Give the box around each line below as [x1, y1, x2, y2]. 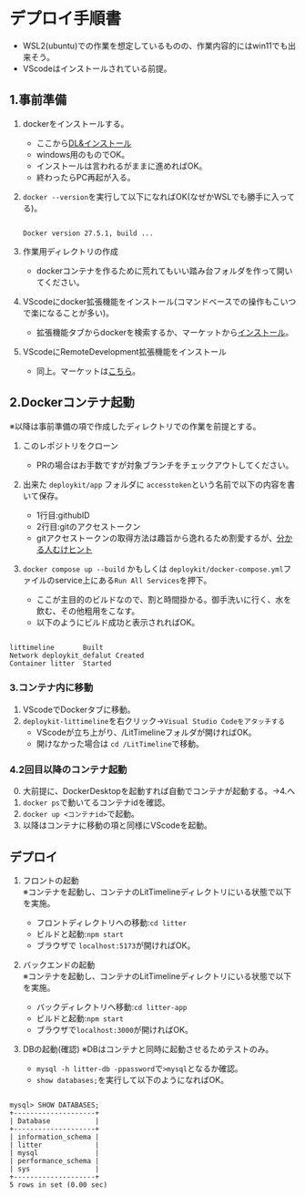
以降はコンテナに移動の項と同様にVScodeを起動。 [22, 820, 212, 831]
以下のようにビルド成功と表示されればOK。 [36, 616, 200, 627]
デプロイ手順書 [9, 8, 122, 29]
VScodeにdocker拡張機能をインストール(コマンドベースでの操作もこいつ [22, 295, 297, 306]
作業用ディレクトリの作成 [22, 245, 118, 256]
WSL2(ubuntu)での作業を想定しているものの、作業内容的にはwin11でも [22, 40, 289, 51]
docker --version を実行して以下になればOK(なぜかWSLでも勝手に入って [22, 191, 296, 201]
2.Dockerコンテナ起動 [9, 395, 135, 410]
